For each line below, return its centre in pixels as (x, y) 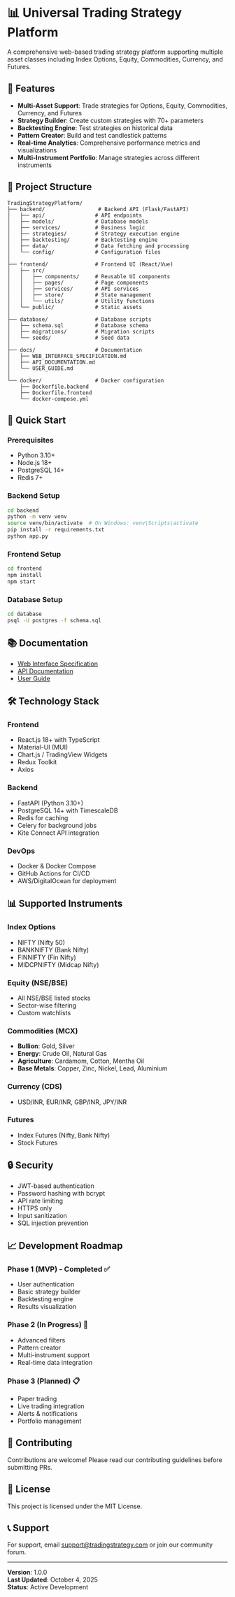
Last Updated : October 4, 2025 (52, 1580)
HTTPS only (35, 1208)
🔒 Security (30, 1165)
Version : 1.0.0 (27, 1573)
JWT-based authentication (56, 1186)
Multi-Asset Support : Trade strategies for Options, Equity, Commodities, (122, 106)
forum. (17, 1552)
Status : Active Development (48, 1587)
